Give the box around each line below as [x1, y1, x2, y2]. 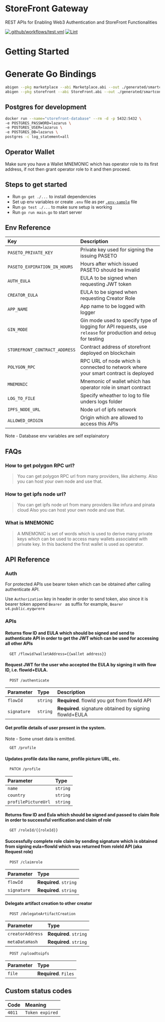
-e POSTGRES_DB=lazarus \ [5, 130, 58, 135]
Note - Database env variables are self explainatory [5, 433, 110, 439]
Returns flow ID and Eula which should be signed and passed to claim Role [5, 811, 160, 817]
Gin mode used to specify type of [80, 317, 158, 324]
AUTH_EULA [7, 279, 30, 284]
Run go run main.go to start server [12, 209, 82, 215]
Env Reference [5, 223, 51, 232]
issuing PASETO [80, 252, 117, 259]
